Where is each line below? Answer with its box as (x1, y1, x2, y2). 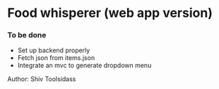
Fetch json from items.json (17, 54, 95, 62)
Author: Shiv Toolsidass (7, 75, 76, 83)
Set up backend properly (17, 46, 90, 54)
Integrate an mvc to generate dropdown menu (17, 61, 152, 70)
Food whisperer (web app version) (7, 5, 213, 21)
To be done (7, 30, 47, 40)
